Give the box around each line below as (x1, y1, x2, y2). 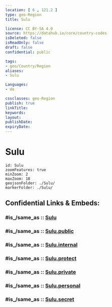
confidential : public (5, 49, 51, 55)
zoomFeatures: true (5, 167, 46, 173)
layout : (5, 115, 22, 120)
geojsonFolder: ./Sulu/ (5, 181, 55, 186)
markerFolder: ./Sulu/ (5, 185, 53, 190)
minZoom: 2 (5, 172, 28, 177)
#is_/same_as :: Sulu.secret (5, 295, 75, 302)
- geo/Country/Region (5, 63, 51, 69)
